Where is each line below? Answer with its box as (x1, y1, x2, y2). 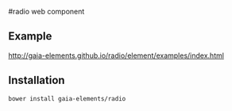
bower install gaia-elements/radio (8, 94, 126, 102)
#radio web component (8, 7, 85, 16)
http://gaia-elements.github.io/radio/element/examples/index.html (8, 51, 225, 60)
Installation (8, 74, 65, 87)
